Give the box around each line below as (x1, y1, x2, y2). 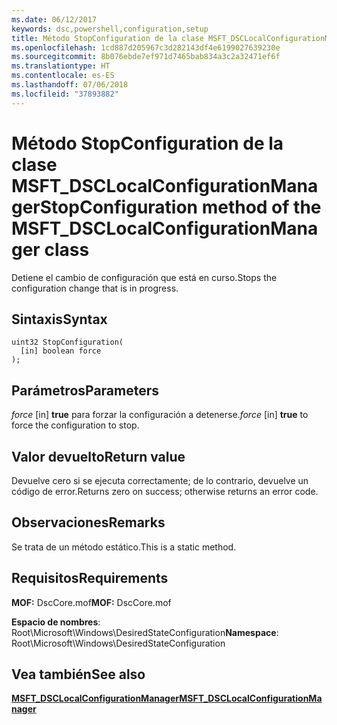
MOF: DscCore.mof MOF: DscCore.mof (11, 596, 172, 608)
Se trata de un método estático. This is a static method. (11, 541, 237, 553)
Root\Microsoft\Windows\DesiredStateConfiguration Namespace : (11, 626, 279, 638)
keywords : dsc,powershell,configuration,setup (11, 24, 209, 34)
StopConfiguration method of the (39, 196, 322, 218)
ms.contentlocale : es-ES (11, 71, 115, 81)
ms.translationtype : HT (11, 61, 111, 71)
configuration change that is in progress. (11, 282, 179, 294)
